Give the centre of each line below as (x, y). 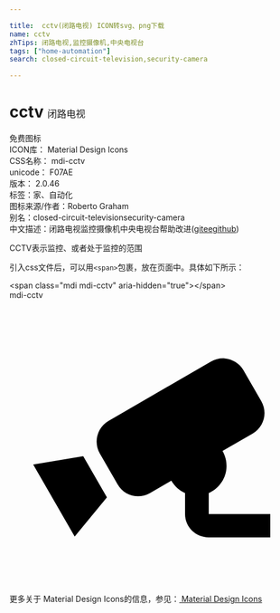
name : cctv (30, 34)
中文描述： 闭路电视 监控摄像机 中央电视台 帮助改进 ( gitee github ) (124, 229)
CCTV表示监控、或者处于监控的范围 (76, 248)
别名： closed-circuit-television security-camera (97, 217)
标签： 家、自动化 (41, 195)
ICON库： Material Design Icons (69, 149)
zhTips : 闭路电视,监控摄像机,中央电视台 (77, 43)
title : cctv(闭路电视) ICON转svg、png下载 (87, 25)
